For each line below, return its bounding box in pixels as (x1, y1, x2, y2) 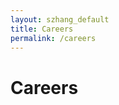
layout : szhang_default (10, 14, 110, 25)
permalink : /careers (10, 33, 97, 43)
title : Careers (10, 24, 74, 34)
